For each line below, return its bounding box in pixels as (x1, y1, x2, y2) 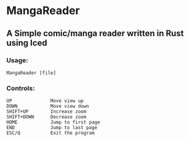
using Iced (6, 37, 47, 48)
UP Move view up (6, 98, 84, 104)
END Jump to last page (6, 125, 98, 131)
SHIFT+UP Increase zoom (6, 108, 87, 115)
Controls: (6, 84, 35, 92)
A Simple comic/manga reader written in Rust (6, 28, 184, 39)
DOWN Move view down (6, 103, 89, 110)
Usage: (6, 56, 29, 64)
